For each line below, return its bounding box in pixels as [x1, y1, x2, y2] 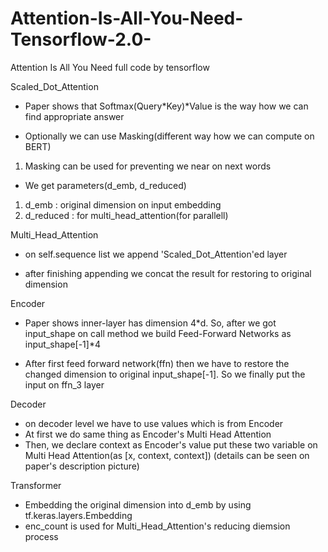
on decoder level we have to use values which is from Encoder [24, 417, 284, 429]
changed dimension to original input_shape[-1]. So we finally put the [24, 368, 306, 380]
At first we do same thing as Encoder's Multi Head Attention [24, 428, 272, 440]
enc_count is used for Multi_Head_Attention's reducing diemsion [24, 520, 291, 532]
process [24, 530, 59, 542]
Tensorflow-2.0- [10, 28, 152, 51]
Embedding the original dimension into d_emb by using [24, 498, 252, 511]
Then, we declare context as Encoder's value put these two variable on [24, 438, 318, 451]
